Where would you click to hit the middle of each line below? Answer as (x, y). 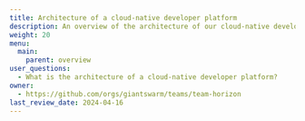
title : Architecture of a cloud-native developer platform (123, 18)
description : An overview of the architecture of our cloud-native (140, 26)
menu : (20, 43)
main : (28, 52)
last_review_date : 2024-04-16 (67, 102)
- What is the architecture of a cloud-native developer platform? (148, 77)
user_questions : (40, 69)
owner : (22, 86)
